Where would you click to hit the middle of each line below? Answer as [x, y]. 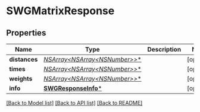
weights [21, 79]
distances [24, 59]
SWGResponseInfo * [73, 88]
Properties [26, 33]
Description [164, 49]
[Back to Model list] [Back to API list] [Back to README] [74, 103]
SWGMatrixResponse [60, 11]
